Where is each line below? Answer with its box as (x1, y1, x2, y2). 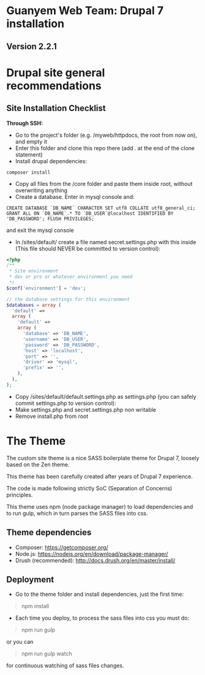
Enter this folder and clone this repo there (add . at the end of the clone (15, 144, 195, 152)
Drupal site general (6, 66, 105, 80)
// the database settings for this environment (6, 296, 130, 303)
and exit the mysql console (6, 226, 75, 234)
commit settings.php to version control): (15, 399, 116, 407)
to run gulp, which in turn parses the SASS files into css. (6, 509, 148, 517)
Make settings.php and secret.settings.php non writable (15, 406, 157, 413)
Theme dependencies (6, 527, 92, 538)
